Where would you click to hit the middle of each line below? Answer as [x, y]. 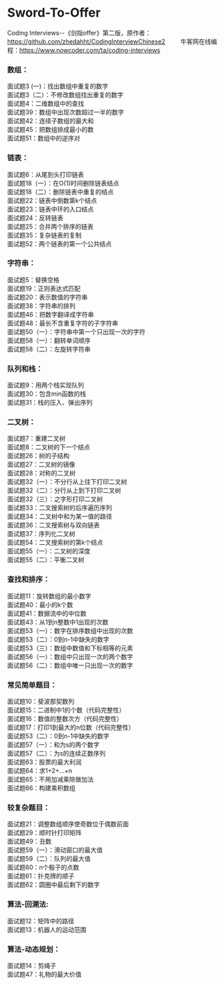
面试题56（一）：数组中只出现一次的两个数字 [70, 656]
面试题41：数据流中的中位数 [47, 613]
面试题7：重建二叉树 [36, 439]
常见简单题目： [32, 685]
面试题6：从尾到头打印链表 [46, 174]
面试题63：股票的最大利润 [44, 762]
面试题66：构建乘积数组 [42, 788]
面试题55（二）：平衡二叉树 [46, 560]
